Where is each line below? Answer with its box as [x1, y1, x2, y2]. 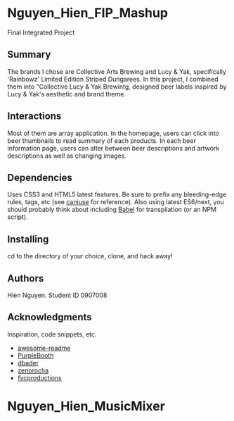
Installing [7, 233, 49, 245]
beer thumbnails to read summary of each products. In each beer [7, 136, 197, 145]
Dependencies [7, 171, 72, 184]
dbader [17, 358, 39, 367]
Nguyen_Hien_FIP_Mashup [7, 5, 169, 21]
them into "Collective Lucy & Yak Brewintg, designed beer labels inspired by [7, 82, 227, 91]
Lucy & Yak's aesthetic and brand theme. [7, 89, 126, 98]
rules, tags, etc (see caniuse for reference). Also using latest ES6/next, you [7, 198, 225, 206]
